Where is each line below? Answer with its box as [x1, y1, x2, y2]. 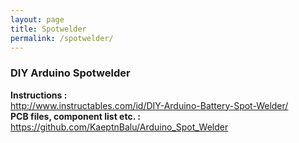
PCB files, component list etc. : [10, 110, 141, 122]
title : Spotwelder [10, 24, 87, 34]
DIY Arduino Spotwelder [10, 66, 131, 80]
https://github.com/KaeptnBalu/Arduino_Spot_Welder [10, 121, 229, 133]
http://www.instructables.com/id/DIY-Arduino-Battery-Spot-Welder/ [10, 99, 289, 111]
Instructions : [10, 89, 68, 101]
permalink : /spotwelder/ [10, 33, 114, 43]
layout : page [10, 14, 65, 25]
